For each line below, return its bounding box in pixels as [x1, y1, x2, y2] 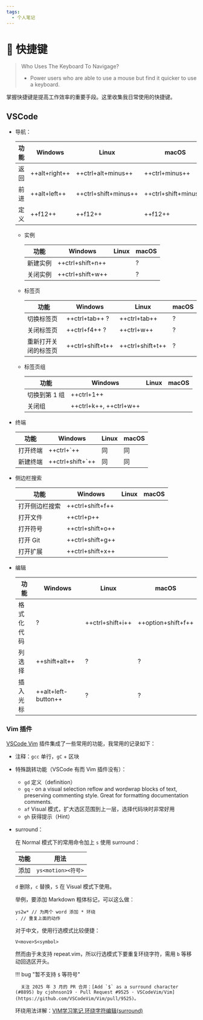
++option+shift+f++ [137, 619, 194, 627]
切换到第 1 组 [27, 391, 65, 400]
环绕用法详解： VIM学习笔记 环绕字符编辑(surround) [14, 1007, 143, 1014]
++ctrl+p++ [66, 513, 100, 521]
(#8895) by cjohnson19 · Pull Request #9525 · [14, 989, 135, 995]
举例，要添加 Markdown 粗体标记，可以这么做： [14, 895, 135, 903]
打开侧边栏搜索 [18, 502, 61, 510]
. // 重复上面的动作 [14, 915, 60, 921]
